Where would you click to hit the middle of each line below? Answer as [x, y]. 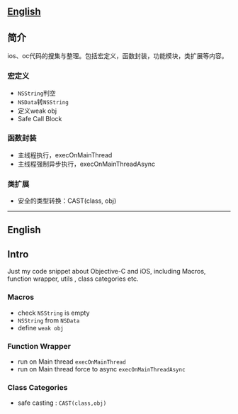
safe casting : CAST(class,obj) [62, 403]
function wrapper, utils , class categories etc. [73, 279]
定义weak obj [37, 111]
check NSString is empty [53, 313]
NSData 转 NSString [43, 101]
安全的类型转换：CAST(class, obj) [67, 201]
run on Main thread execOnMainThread [72, 362]
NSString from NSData [49, 320]
